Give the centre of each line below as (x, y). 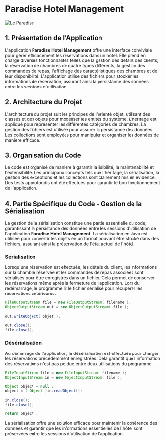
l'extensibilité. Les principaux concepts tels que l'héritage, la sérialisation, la (82, 173)
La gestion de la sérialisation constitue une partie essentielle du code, (76, 223)
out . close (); (18, 325)
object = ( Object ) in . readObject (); (44, 391)
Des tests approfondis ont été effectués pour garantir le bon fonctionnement (82, 183)
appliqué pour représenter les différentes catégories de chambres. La (76, 124)
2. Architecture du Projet (44, 102)
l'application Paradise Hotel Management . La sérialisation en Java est (76, 234)
